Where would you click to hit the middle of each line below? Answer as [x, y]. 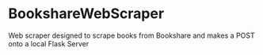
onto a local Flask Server [49, 43]
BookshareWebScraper [86, 14]
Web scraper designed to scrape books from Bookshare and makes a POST [131, 35]
